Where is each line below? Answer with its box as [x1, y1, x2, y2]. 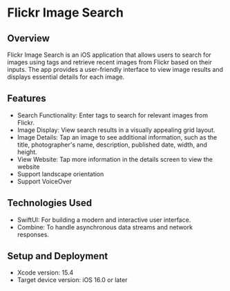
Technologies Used [7, 197, 92, 209]
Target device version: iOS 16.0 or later [17, 276, 128, 284]
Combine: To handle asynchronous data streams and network [17, 223, 193, 231]
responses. [17, 230, 50, 238]
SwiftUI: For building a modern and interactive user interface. [17, 216, 191, 224]
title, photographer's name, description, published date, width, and [17, 140, 207, 149]
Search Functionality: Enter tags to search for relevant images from [17, 111, 209, 119]
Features [7, 93, 46, 104]
